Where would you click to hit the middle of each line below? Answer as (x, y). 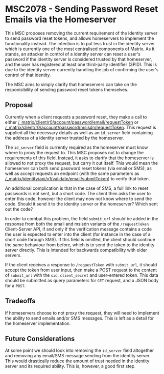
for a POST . (15, 286)
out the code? (19, 209)
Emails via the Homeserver (61, 19)
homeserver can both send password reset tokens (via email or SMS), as (78, 168)
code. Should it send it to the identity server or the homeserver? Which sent (82, 204)
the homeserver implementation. (38, 323)
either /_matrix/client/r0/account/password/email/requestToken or (72, 122)
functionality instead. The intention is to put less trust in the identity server (80, 43)
